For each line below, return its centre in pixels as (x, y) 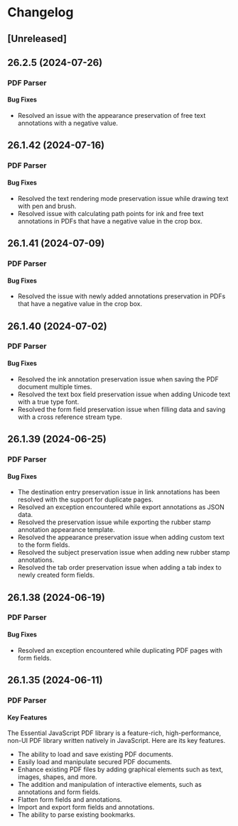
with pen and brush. (47, 206)
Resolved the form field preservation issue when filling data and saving (121, 409)
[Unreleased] (37, 39)
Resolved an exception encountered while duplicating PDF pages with (120, 650)
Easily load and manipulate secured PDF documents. (95, 762)
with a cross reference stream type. (70, 417)
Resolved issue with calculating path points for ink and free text (110, 213)
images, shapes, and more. (57, 777)
